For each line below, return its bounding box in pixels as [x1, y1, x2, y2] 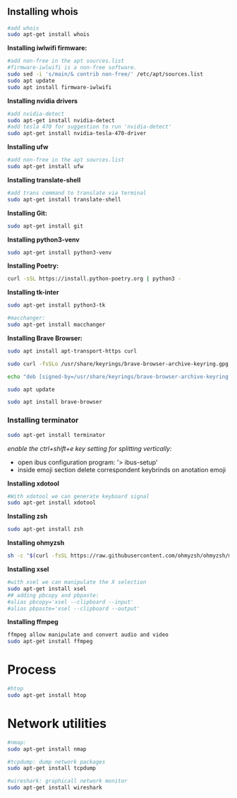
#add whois [7, 24, 39, 32]
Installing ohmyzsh [7, 539, 65, 547]
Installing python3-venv [7, 235, 80, 244]
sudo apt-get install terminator [7, 431, 106, 438]
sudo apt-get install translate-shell [7, 196, 121, 203]
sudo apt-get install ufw [7, 163, 83, 170]
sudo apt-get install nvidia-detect [7, 117, 115, 124]
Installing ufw [7, 143, 49, 151]
